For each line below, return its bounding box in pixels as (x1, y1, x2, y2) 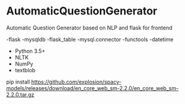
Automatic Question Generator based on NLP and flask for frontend (6, 24, 172, 31)
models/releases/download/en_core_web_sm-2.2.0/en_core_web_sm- (6, 84, 179, 91)
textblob (14, 66, 36, 73)
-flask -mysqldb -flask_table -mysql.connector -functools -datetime (6, 35, 174, 43)
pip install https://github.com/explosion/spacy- (6, 78, 122, 85)
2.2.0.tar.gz (6, 91, 35, 98)
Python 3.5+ (14, 47, 46, 55)
